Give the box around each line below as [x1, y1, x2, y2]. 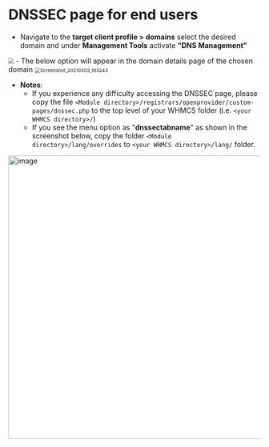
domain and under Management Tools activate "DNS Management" [19, 40, 248, 50]
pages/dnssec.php [31, 106, 90, 115]
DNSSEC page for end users [8, 6, 199, 24]
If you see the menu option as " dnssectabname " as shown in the [31, 122, 248, 132]
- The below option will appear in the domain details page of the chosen [15, 56, 254, 66]
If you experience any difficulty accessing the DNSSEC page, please [31, 88, 258, 98]
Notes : [19, 80, 43, 90]
